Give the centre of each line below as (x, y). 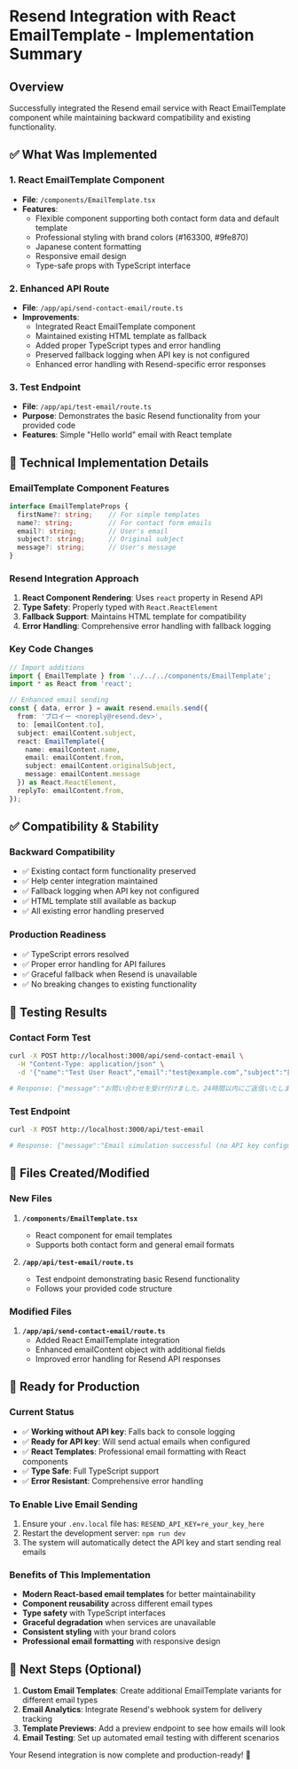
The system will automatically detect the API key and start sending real (151, 1542)
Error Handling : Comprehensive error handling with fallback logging (146, 626)
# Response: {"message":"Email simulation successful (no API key (134, 1146)
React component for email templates (104, 1235)
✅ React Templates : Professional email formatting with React (134, 1451)
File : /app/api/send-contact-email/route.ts (102, 307)
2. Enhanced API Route (59, 288)
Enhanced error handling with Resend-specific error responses (150, 364)
